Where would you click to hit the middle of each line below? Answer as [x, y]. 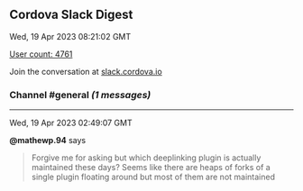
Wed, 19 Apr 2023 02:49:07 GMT [71, 123]
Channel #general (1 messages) [80, 95]
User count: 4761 [41, 54]
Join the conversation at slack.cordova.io [86, 71]
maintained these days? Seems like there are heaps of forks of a [151, 168]
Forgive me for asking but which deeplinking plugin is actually [146, 158]
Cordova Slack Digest [71, 15]
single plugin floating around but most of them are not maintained [153, 177]
